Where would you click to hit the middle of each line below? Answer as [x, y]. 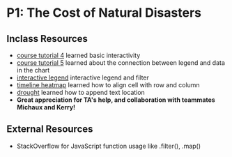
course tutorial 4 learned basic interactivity [78, 55]
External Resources [50, 129]
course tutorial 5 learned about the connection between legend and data [121, 63]
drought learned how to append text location [81, 92]
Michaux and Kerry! [46, 107]
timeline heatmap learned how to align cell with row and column [108, 85]
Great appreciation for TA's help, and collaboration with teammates [116, 100]
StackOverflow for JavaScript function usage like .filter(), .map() [109, 146]
